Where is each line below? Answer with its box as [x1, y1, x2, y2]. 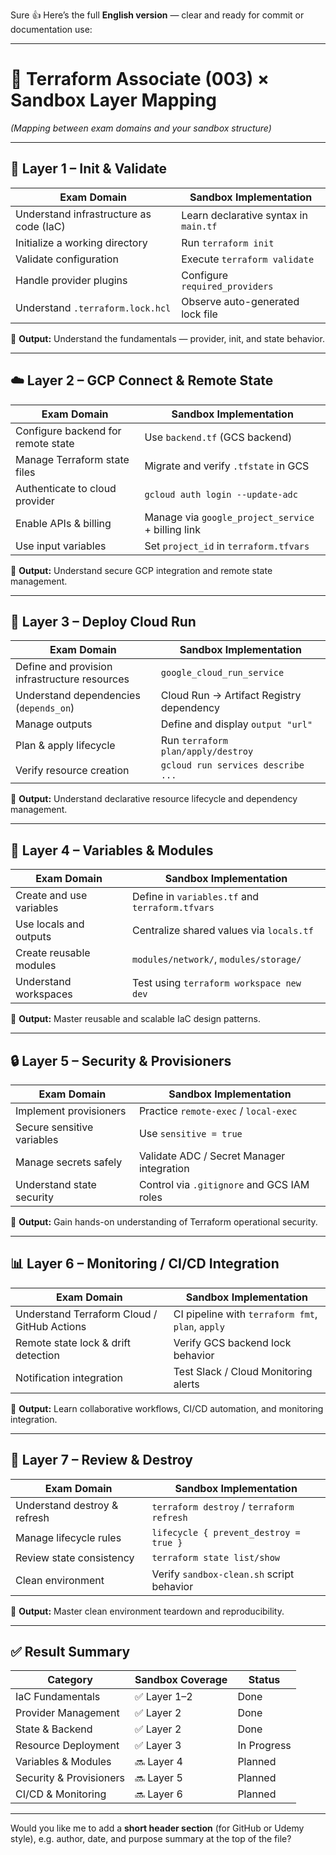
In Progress [237, 1739, 292, 1753]
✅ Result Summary [10, 1644, 131, 1661]
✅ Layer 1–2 [134, 1690, 193, 1704]
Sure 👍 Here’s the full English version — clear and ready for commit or [10, 9, 305, 21]
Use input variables [15, 539, 107, 553]
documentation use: [10, 24, 93, 35]
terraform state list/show [151, 1552, 281, 1563]
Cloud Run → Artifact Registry [160, 689, 302, 703]
